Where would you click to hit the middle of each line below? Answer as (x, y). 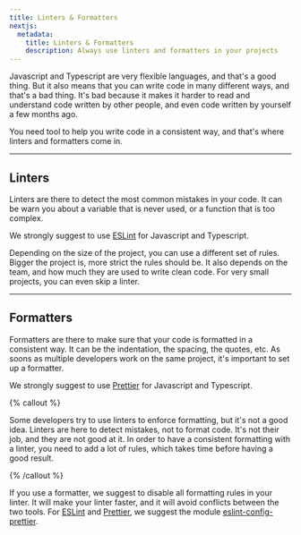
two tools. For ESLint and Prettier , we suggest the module (115, 512)
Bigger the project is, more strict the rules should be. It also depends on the (149, 262)
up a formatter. (37, 368)
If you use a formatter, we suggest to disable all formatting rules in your (141, 492)
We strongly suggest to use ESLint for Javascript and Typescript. (129, 235)
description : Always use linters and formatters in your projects (152, 51)
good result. (31, 458)
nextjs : (24, 26)
